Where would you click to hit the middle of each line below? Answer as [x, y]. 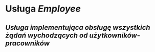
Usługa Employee [43, 9]
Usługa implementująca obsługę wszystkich [78, 28]
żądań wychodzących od [47, 35]
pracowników [28, 43]
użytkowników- [115, 35]
